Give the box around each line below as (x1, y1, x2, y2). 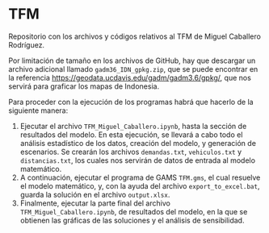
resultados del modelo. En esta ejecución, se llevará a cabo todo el (19, 130, 243, 139)
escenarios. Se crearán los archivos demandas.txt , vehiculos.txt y (19, 147, 242, 156)
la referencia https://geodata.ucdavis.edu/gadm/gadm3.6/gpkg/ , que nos (8, 73, 252, 82)
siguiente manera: (8, 106, 69, 115)
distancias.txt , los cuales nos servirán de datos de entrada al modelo (19, 155, 256, 165)
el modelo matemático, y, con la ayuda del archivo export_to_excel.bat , (19, 181, 260, 190)
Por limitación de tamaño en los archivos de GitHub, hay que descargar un (8, 56, 256, 65)
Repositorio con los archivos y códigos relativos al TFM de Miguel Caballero (8, 31, 261, 41)
